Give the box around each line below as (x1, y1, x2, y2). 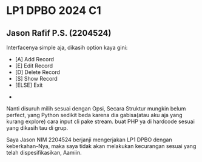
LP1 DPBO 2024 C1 (6, 4, 101, 18)
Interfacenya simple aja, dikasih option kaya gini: (6, 44, 128, 51)
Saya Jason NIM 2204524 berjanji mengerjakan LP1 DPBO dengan (6, 136, 173, 143)
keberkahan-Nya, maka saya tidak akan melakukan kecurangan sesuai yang (6, 143, 197, 149)
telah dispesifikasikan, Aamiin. (6, 149, 82, 156)
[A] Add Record (15, 56, 55, 62)
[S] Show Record (15, 75, 58, 82)
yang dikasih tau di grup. (6, 124, 69, 131)
